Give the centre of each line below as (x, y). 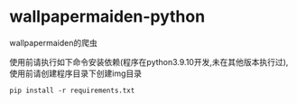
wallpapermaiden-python (107, 17)
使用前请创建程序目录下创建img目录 (76, 73)
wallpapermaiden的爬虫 (53, 43)
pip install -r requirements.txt (72, 90)
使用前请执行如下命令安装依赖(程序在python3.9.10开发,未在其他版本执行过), (149, 61)
